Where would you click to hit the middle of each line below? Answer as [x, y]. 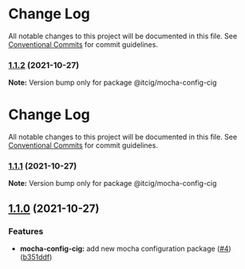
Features [26, 231]
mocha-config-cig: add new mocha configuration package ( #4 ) [125, 249]
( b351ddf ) [36, 257]
